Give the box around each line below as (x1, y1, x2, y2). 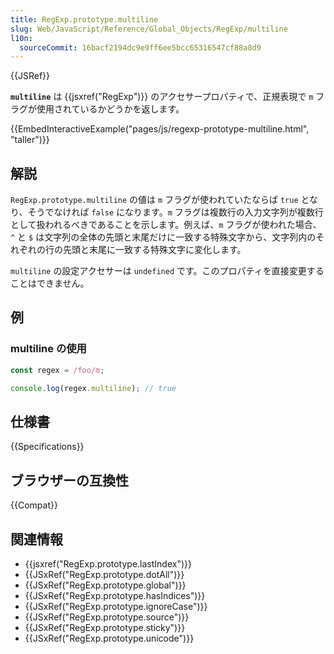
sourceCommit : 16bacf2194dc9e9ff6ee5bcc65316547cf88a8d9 (19, 42, 262, 53)
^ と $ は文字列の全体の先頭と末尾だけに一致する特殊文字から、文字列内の (10, 231, 317, 243)
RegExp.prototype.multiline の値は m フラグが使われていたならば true (10, 194, 299, 206)
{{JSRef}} (10, 70, 50, 82)
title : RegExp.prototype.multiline (10, 14, 159, 25)
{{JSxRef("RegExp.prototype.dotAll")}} (24, 568, 185, 580)
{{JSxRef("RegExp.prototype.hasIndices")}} (24, 589, 206, 601)
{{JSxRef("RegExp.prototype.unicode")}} (24, 632, 195, 644)
